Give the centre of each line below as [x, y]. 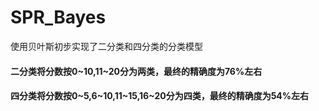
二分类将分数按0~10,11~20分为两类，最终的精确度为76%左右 [136, 71]
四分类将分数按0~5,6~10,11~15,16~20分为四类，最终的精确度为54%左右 [160, 96]
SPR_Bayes [58, 17]
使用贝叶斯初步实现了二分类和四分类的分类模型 [106, 46]
